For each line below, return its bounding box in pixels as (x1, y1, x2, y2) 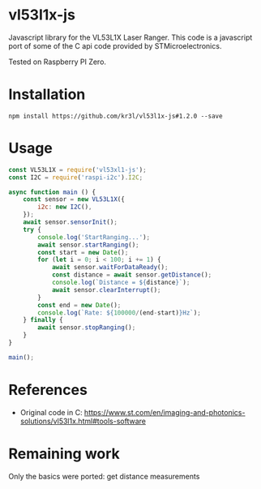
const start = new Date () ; (37, 248, 129, 256)
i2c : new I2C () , (37, 203, 92, 212)
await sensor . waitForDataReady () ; (51, 264, 169, 272)
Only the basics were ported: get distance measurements (8, 471, 200, 481)
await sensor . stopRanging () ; (37, 324, 136, 332)
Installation (8, 85, 86, 104)
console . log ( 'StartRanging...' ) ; (37, 233, 151, 241)
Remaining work (8, 444, 120, 463)
